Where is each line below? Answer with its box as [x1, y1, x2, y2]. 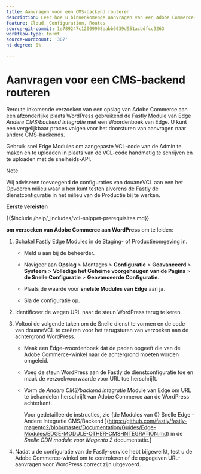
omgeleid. [23, 357, 49, 364]
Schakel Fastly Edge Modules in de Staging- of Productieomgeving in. [14, 238, 187, 245]
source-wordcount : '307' [6, 37, 68, 42]
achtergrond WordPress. [14, 333, 76, 340]
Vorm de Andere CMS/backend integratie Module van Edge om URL [23, 387, 191, 394]
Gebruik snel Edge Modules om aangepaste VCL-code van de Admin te [6, 142, 182, 150]
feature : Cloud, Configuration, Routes [6, 20, 106, 26]
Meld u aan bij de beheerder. [23, 249, 95, 256]
